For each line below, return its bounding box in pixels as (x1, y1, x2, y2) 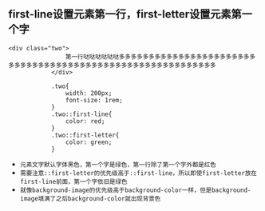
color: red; (65, 117, 105, 125)
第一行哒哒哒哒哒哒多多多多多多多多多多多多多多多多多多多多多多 (65, 53, 250, 61)
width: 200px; (65, 89, 113, 98)
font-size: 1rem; (65, 96, 124, 104)
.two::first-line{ (50, 110, 113, 118)
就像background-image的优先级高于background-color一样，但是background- (19, 186, 251, 194)
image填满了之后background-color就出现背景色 (19, 194, 161, 202)
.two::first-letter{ (50, 131, 120, 139)
